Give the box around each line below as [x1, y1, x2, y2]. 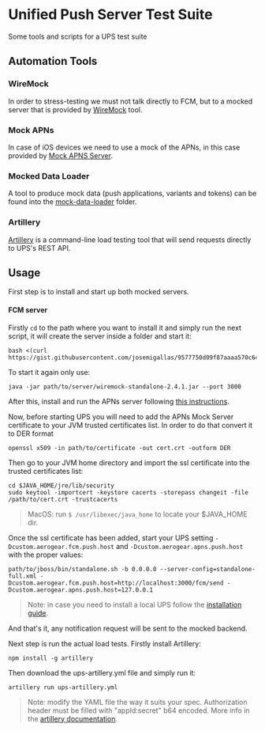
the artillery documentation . [27, 714, 118, 723]
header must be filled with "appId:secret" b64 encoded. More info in [27, 706, 250, 715]
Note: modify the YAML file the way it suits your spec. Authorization [27, 697, 248, 706]
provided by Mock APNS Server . [8, 150, 113, 160]
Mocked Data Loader [8, 170, 90, 181]
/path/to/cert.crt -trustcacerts [8, 495, 118, 503]
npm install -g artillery [8, 654, 93, 662]
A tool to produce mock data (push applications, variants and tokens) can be [8, 188, 257, 199]
